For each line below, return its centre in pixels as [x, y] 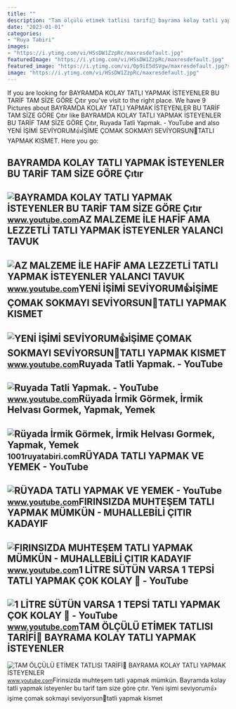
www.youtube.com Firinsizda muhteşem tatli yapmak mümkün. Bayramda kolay [117, 680]
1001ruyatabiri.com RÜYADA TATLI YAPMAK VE [106, 455]
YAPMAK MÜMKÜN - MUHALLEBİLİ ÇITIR [99, 513]
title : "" [22, 14]
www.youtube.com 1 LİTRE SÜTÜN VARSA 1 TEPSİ [111, 569]
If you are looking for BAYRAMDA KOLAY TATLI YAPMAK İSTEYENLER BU [113, 93]
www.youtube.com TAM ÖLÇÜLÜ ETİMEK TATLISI [110, 627]
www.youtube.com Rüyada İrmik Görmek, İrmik [105, 399]
